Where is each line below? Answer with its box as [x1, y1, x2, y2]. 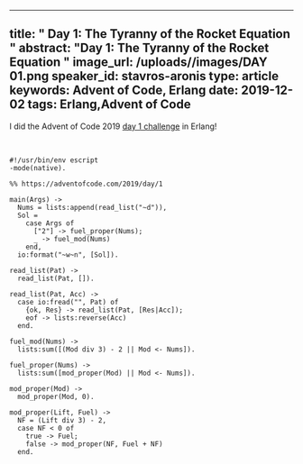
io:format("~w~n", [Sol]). [17, 250, 119, 259]
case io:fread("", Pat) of [17, 297, 119, 306]
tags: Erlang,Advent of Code [27, 96, 191, 113]
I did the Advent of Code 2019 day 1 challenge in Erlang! [9, 121, 217, 132]
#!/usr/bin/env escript [9, 155, 99, 165]
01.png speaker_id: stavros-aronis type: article [9, 68, 280, 84]
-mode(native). [9, 163, 67, 172]
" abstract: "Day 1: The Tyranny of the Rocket [9, 41, 270, 56]
